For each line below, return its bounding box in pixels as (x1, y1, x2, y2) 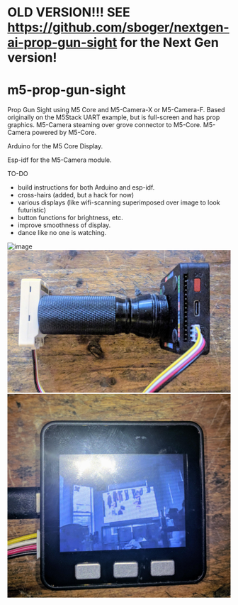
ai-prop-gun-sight (7, 35, 118, 50)
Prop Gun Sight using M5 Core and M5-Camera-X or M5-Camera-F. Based (7, 106, 225, 114)
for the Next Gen (120, 35, 220, 50)
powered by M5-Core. (31, 129, 97, 137)
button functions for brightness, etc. (17, 214, 123, 222)
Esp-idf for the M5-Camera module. (7, 156, 112, 164)
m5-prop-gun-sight (7, 82, 126, 98)
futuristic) (17, 206, 47, 214)
